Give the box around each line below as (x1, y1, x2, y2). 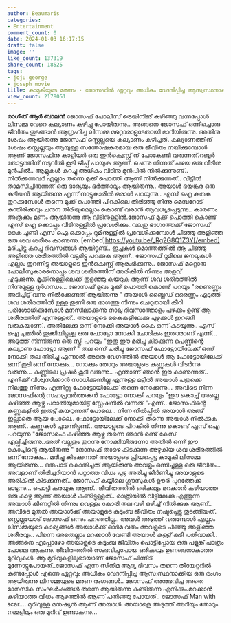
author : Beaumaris (7, 10, 60, 17)
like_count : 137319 (7, 55, 63, 62)
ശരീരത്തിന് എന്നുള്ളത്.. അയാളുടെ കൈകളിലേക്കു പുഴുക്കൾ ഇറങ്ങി (7, 314, 195, 321)
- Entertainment (7, 23, 54, 30)
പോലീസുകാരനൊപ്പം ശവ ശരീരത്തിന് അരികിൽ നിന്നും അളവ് (7, 267, 182, 275)
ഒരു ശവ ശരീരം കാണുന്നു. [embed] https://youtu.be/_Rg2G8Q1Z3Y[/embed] (7, 236, 220, 244)
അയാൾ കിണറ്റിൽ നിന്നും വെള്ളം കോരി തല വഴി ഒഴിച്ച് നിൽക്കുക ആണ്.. (7, 500, 212, 507)
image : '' (7, 49, 36, 56)
